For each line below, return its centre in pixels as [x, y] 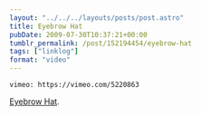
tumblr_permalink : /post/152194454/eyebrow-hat [101, 43]
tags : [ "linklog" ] [44, 52]
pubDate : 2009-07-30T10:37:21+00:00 [78, 34]
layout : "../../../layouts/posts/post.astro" [96, 18]
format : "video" [40, 60]
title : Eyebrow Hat [46, 26]
